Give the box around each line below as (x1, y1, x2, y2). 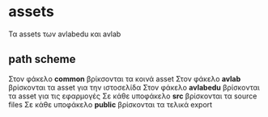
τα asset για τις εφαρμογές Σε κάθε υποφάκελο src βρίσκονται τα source (8, 91, 257, 101)
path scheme (8, 52, 76, 66)
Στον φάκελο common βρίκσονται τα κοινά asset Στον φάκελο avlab (8, 73, 241, 83)
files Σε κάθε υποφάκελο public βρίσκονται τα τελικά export (8, 99, 213, 109)
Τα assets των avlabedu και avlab (8, 29, 121, 39)
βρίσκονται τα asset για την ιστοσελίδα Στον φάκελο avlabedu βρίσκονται (8, 82, 261, 92)
